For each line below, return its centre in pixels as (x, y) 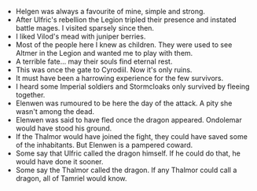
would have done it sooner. (59, 162)
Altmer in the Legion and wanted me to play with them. (104, 53)
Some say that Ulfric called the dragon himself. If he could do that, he (128, 153)
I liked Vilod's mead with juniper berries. (81, 36)
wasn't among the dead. (55, 112)
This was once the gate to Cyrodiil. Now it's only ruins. (104, 70)
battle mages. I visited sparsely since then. (85, 28)
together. (30, 95)
